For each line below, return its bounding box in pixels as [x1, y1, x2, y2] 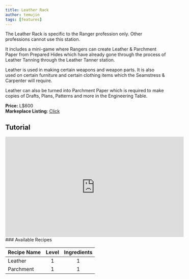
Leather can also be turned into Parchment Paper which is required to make [5, 88, 164, 94]
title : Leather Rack [5, 7, 49, 13]
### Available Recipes [5, 237, 52, 243]
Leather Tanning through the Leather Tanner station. [5, 57, 115, 63]
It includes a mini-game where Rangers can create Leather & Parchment [5, 46, 157, 52]
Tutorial [5, 123, 31, 131]
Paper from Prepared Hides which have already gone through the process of [5, 51, 166, 58]
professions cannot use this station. [5, 36, 80, 42]
